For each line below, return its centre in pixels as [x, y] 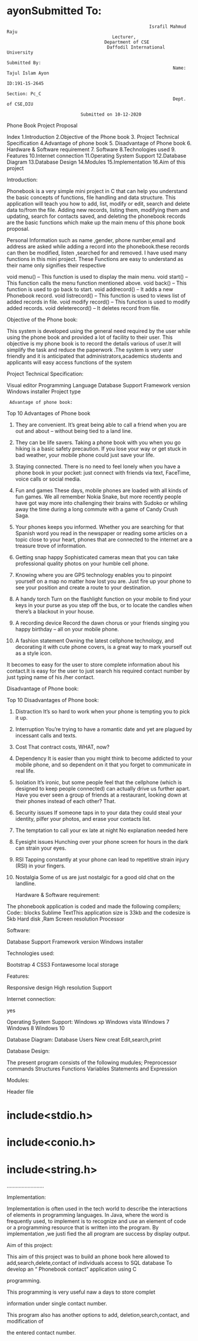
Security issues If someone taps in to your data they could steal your [98, 813]
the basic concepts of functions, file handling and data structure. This [91, 197]
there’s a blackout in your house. [55, 611]
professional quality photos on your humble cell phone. [82, 563]
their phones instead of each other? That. [66, 801]
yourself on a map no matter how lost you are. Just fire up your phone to [103, 581]
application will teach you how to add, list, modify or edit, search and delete [98, 203]
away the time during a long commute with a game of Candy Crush [97, 509]
